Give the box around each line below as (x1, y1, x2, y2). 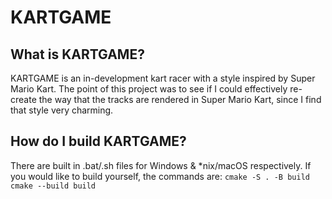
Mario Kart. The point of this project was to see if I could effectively (10, 83, 288, 95)
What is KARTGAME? (10, 46, 145, 63)
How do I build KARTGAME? (10, 133, 187, 150)
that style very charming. (10, 104, 114, 116)
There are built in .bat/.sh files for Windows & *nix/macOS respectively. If (10, 159, 312, 171)
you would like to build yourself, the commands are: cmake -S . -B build (10, 170, 310, 182)
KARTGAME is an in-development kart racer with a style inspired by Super (10, 72, 316, 84)
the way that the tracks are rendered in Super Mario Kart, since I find (38, 94, 322, 105)
